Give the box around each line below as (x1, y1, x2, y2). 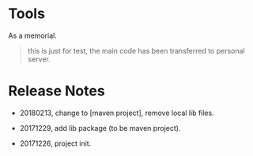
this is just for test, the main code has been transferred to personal (27, 46, 245, 55)
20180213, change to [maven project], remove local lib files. (19, 108, 215, 117)
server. (27, 54, 51, 64)
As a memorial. (8, 31, 57, 40)
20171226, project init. (19, 139, 92, 148)
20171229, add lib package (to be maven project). (19, 123, 181, 132)
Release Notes (8, 82, 105, 100)
